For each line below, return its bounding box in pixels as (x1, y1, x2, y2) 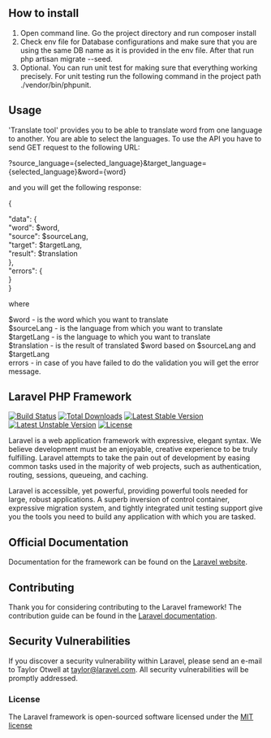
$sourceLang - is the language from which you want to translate (8, 323, 223, 332)
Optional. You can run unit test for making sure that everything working (19, 63, 258, 72)
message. (8, 366, 41, 376)
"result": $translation (8, 248, 79, 258)
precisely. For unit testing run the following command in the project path (19, 71, 261, 80)
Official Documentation (8, 536, 129, 549)
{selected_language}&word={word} (8, 167, 127, 176)
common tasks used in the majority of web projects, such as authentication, (8, 462, 262, 471)
